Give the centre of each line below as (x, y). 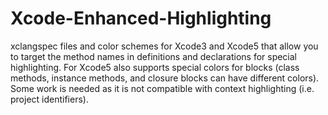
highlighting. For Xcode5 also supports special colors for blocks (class (155, 67)
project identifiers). (49, 99)
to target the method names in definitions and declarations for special (154, 56)
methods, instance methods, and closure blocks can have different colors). (165, 78)
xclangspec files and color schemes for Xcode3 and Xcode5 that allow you (164, 46)
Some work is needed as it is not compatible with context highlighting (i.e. (162, 88)
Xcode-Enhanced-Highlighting (141, 18)
